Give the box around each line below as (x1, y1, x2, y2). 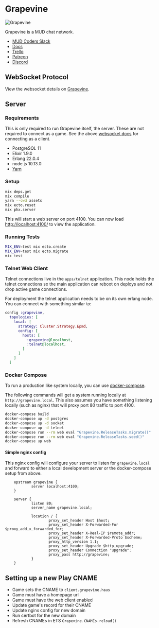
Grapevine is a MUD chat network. (5, 29, 74, 35)
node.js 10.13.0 (12, 161, 42, 167)
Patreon (12, 53, 28, 59)
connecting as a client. (5, 136, 51, 142)
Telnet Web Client (5, 265, 48, 272)
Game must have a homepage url (12, 592, 79, 598)
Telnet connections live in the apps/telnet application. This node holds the (5, 276, 154, 282)
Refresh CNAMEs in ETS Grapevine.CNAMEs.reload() (12, 618, 117, 624)
